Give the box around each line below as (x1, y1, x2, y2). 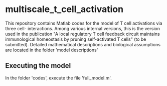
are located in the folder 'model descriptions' (5, 47, 98, 53)
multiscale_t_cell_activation (5, 4, 124, 15)
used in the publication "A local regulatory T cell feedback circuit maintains (5, 31, 160, 37)
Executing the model (5, 61, 71, 70)
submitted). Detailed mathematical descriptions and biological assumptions (5, 41, 160, 47)
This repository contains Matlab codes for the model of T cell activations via (5, 20, 162, 26)
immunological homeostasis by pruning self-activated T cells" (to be (5, 36, 146, 42)
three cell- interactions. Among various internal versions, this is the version (5, 25, 160, 31)
